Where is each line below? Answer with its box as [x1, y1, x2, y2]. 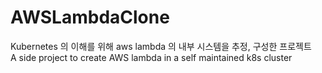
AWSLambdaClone [10, 6, 170, 29]
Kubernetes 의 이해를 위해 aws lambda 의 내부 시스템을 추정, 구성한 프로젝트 [10, 40, 312, 52]
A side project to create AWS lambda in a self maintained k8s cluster [10, 51, 293, 63]
